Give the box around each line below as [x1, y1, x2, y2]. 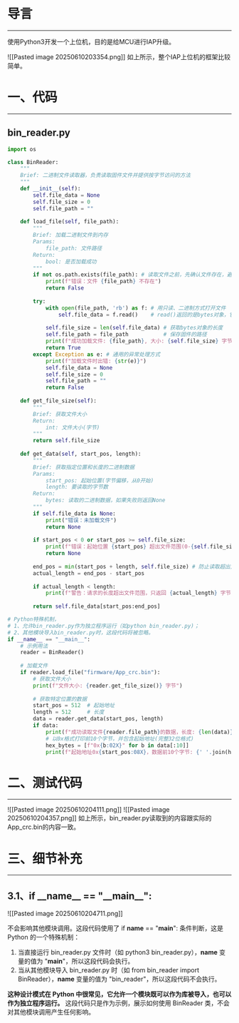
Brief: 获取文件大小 [33, 410, 87, 417]
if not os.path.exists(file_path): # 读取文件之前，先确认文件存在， [33, 271, 228, 278]
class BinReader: [7, 158, 59, 166]
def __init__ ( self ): [20, 185, 81, 193]
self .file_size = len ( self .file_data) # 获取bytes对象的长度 [45, 325, 223, 332]
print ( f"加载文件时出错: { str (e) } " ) [45, 357, 147, 365]
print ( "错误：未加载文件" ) [45, 516, 117, 524]
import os [7, 146, 37, 153]
